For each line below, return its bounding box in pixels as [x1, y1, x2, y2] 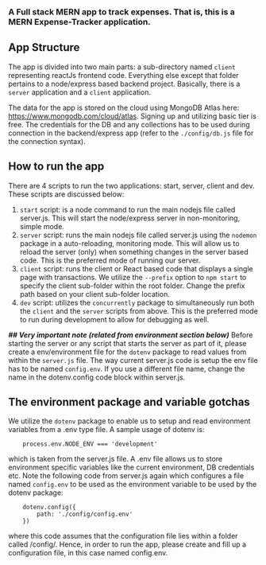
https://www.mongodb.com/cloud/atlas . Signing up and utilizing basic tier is [8, 111, 256, 121]
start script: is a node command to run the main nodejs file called [19, 205, 236, 214]
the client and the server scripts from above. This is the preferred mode [19, 306, 258, 316]
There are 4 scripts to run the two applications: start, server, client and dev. [8, 181, 255, 190]
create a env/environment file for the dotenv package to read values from [8, 347, 247, 357]
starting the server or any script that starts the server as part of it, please [8, 338, 247, 348]
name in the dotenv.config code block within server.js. [8, 372, 186, 382]
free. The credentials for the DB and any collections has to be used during [8, 119, 250, 129]
